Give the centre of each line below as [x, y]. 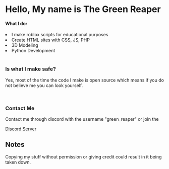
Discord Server [21, 129]
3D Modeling [25, 45]
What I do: [16, 23]
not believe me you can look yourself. [44, 85]
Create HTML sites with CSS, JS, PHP [51, 40]
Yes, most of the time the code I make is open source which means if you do [84, 80]
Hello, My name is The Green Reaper [83, 9]
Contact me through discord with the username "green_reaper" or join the [82, 119]
